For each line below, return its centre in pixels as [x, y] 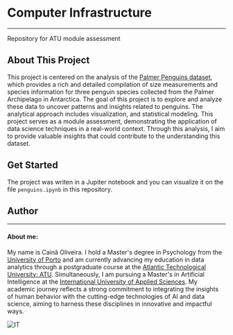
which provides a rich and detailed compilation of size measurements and [113, 84]
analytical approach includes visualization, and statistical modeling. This [110, 114]
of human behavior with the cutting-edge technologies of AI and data [106, 296]
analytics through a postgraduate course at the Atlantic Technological [107, 267]
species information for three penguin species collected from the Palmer [111, 92]
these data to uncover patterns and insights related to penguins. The [105, 106]
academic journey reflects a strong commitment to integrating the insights [113, 289]
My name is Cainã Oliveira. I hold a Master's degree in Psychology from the [115, 252]
